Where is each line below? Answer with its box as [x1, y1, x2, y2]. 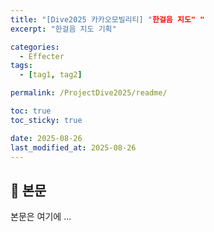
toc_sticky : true [10, 115, 83, 125]
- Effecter [19, 51, 65, 61]
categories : [10, 42, 60, 52]
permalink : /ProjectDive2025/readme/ [10, 88, 168, 98]
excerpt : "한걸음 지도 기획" [10, 24, 117, 34]
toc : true [10, 106, 52, 116]
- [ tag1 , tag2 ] [19, 70, 83, 80]
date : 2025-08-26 [10, 133, 83, 143]
